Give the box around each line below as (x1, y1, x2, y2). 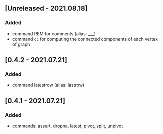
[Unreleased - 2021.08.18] (5, 4, 88, 13)
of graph (12, 41, 30, 47)
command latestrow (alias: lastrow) (12, 82, 85, 88)
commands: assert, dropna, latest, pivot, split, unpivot (12, 123, 123, 129)
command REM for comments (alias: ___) (12, 30, 96, 37)
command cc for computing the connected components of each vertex (12, 36, 158, 42)
